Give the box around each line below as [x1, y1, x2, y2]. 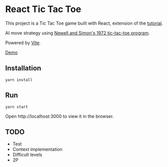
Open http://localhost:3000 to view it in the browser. [5, 113, 114, 119]
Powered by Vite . [5, 39, 41, 46]
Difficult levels [12, 152, 42, 158]
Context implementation [12, 146, 63, 152]
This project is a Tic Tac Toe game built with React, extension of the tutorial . [5, 20, 163, 26]
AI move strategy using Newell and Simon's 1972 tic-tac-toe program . [5, 30, 150, 36]
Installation [5, 64, 41, 72]
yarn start [5, 104, 28, 109]
